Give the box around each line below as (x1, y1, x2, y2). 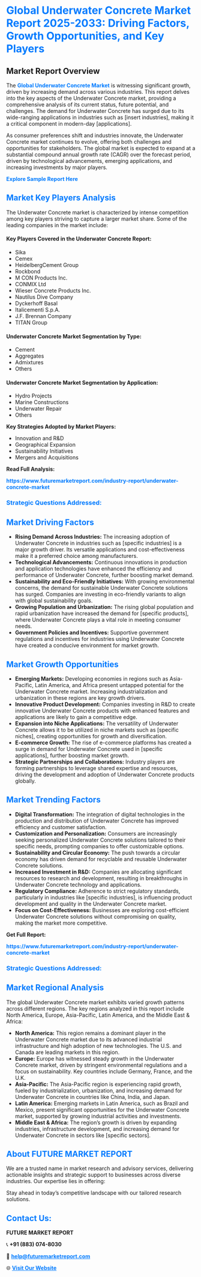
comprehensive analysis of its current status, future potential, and (6, 101, 169, 108)
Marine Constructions (14, 399, 69, 406)
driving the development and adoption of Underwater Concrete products (14, 771, 195, 778)
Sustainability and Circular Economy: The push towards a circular (14, 849, 181, 856)
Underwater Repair (14, 405, 62, 412)
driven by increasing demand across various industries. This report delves (6, 88, 190, 95)
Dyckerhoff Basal (14, 300, 58, 307)
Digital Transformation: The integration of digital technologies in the (14, 810, 185, 818)
